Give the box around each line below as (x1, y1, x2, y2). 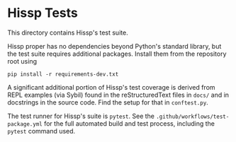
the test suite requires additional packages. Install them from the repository (7, 49, 227, 58)
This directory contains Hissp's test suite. (7, 28, 129, 37)
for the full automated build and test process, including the (43, 119, 215, 128)
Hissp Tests (7, 5, 78, 21)
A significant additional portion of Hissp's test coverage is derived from (7, 83, 215, 91)
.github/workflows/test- (155, 113, 230, 120)
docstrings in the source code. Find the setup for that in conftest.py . (7, 97, 209, 107)
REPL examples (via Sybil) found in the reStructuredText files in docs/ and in (7, 90, 229, 99)
